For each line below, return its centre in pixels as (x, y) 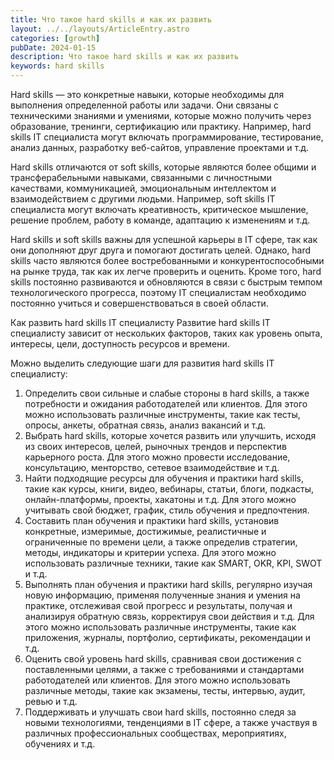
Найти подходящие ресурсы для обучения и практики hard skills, (164, 478)
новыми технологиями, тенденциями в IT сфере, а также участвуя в (171, 722)
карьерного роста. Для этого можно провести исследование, (157, 457)
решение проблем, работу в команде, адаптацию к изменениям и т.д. (160, 220)
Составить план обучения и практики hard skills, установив (152, 520)
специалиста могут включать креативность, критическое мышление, (159, 209)
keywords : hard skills (57, 66)
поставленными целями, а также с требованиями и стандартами (164, 669)
